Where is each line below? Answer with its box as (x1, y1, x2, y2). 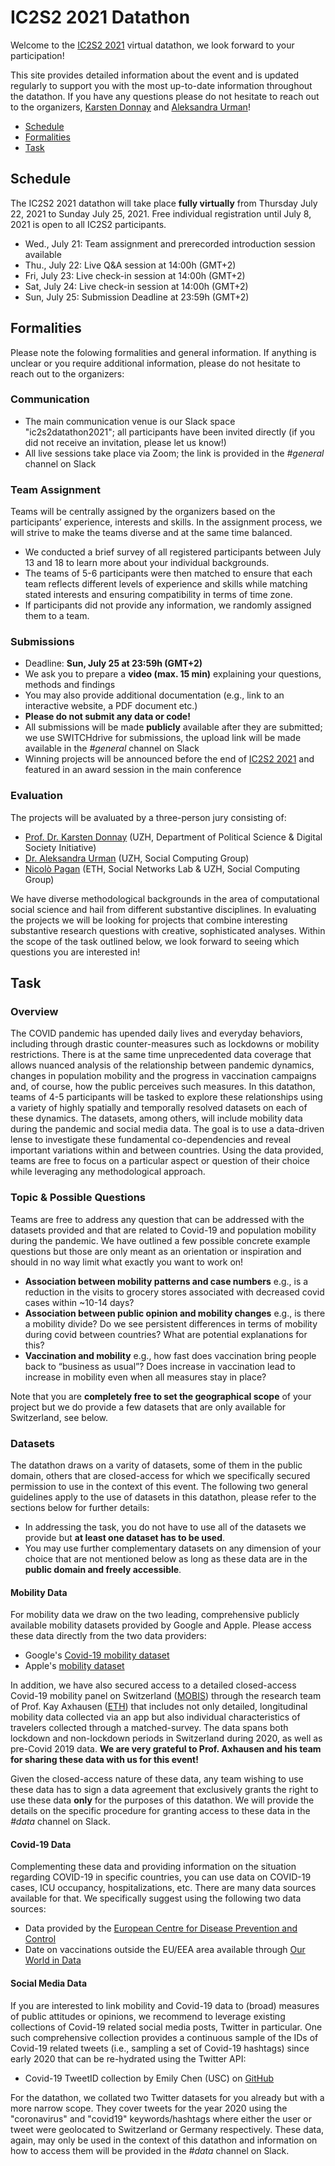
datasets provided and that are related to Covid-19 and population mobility (10, 1224, 317, 1236)
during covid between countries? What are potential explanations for (24, 1328, 308, 1340)
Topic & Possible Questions (10, 1191, 147, 1205)
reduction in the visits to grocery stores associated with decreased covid (24, 1286, 325, 1298)
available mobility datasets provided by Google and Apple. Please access (10, 1619, 312, 1631)
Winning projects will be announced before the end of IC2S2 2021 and (24, 753, 315, 765)
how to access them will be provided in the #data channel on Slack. (10, 2144, 290, 2156)
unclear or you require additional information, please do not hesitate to (10, 357, 301, 369)
